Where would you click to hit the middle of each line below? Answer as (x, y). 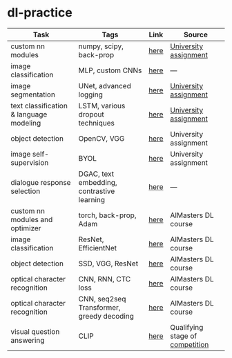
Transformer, (99, 307)
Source (196, 34)
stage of (184, 336)
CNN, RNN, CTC (105, 279)
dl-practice (40, 13)
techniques (97, 123)
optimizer (26, 228)
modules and (32, 219)
